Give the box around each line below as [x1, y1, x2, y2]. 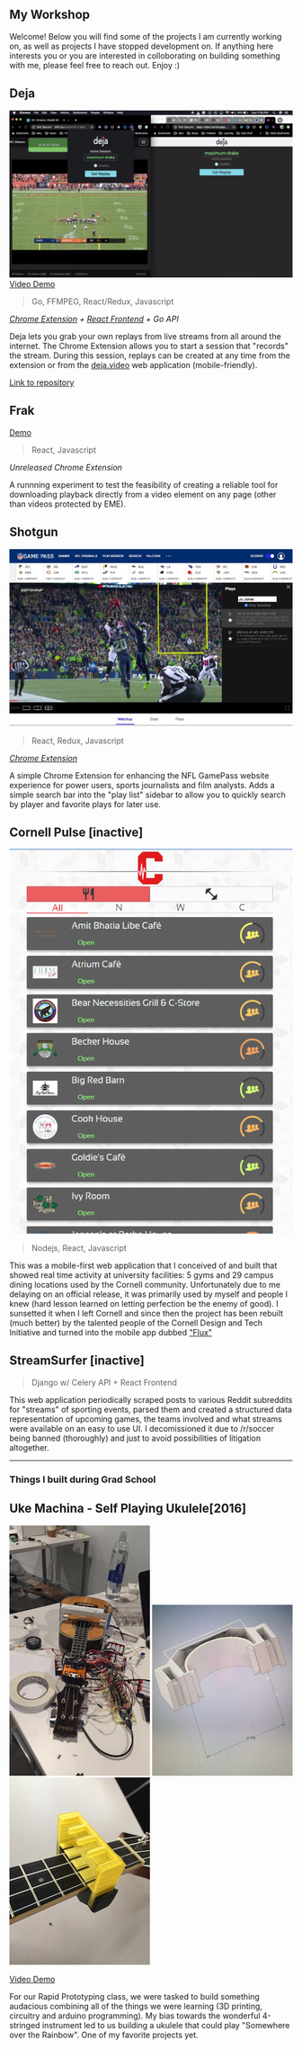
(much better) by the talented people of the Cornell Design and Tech [9, 1317, 263, 1328]
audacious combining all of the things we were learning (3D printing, [9, 2000, 263, 2011]
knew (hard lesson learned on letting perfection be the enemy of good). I [9, 1299, 279, 1309]
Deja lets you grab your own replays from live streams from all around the [9, 330, 281, 341]
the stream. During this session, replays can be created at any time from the [9, 350, 290, 361]
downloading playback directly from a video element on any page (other [9, 489, 277, 499]
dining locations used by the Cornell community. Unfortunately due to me [9, 1280, 281, 1290]
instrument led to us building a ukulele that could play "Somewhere [41, 2019, 290, 2030]
